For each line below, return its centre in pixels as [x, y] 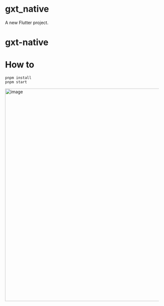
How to [20, 65]
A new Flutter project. [27, 23]
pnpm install [18, 78]
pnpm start [16, 82]
